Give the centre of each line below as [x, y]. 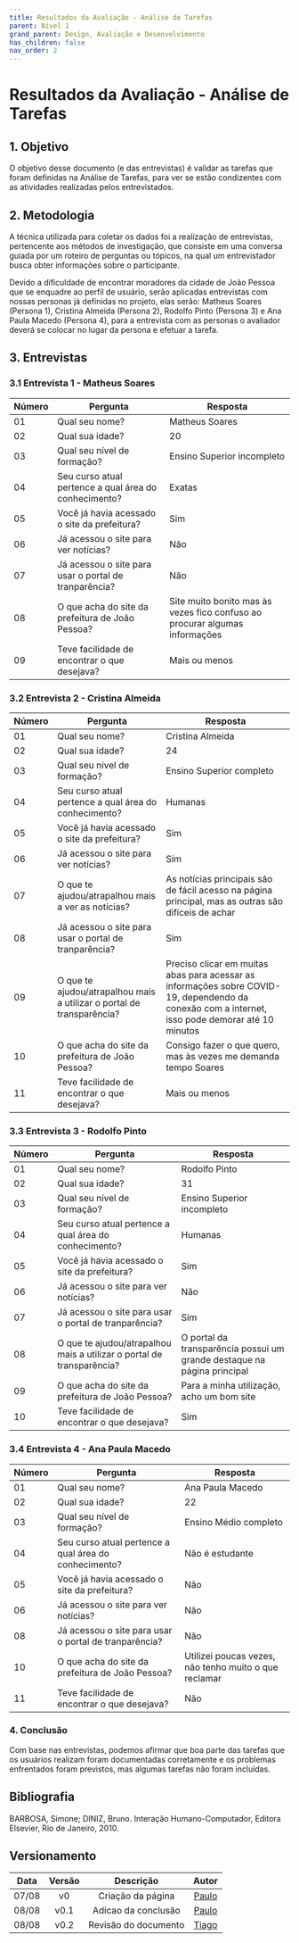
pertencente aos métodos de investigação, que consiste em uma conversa [146, 245]
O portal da [205, 1338]
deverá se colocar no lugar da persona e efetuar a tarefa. [114, 329]
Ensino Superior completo [220, 770]
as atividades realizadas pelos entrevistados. [92, 187]
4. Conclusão [39, 1731]
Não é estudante [219, 1553]
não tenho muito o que [231, 1667]
